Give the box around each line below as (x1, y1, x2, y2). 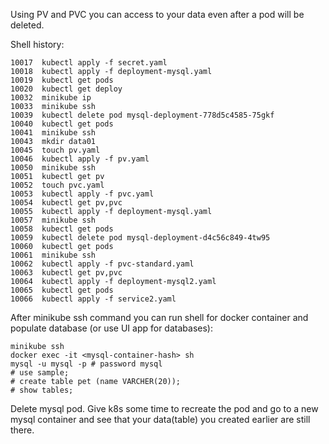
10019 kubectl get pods (10, 75, 114, 85)
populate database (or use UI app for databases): (10, 322, 213, 334)
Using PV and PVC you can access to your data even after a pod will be (10, 9, 305, 20)
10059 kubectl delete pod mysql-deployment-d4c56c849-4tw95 (10, 233, 271, 243)
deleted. (10, 19, 45, 31)
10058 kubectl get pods (10, 224, 114, 234)
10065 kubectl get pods (10, 285, 114, 295)
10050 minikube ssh (10, 163, 97, 173)
